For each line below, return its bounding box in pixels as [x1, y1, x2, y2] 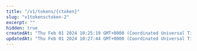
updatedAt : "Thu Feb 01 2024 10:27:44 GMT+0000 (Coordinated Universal [6, 36, 185, 42]
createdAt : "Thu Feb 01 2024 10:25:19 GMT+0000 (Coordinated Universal [6, 30, 185, 36]
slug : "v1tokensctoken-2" [6, 14, 69, 20]
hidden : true [6, 25, 38, 31]
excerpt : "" [6, 19, 35, 25]
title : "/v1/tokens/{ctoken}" [6, 8, 80, 15]
